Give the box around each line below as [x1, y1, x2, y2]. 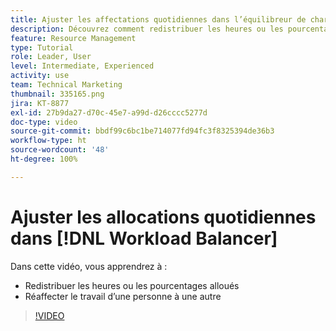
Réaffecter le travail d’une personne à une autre [24, 290, 222, 302]
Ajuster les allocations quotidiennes [10, 206, 317, 228]
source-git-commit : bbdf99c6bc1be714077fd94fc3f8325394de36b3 [10, 126, 275, 136]
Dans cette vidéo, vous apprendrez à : [10, 260, 168, 272]
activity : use [10, 71, 70, 81]
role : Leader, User [10, 52, 92, 62]
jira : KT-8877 [10, 98, 70, 108]
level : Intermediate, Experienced [10, 61, 155, 71]
